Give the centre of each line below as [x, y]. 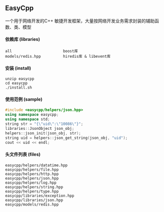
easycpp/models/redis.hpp [32, 204]
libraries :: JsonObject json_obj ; [40, 128]
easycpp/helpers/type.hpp [32, 191]
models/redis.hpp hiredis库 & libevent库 [58, 57]
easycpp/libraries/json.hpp [34, 200]
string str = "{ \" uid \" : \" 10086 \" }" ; [44, 124]
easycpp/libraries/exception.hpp [40, 196]
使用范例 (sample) [24, 99]
